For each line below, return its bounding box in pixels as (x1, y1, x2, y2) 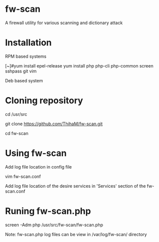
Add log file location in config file (5, 164, 72, 170)
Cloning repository (5, 95, 83, 106)
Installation (5, 37, 52, 48)
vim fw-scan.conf (5, 173, 41, 179)
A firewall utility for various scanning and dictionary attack (5, 20, 123, 26)
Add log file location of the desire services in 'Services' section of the (5, 183, 146, 189)
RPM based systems (5, 53, 47, 59)
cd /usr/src (5, 111, 27, 117)
